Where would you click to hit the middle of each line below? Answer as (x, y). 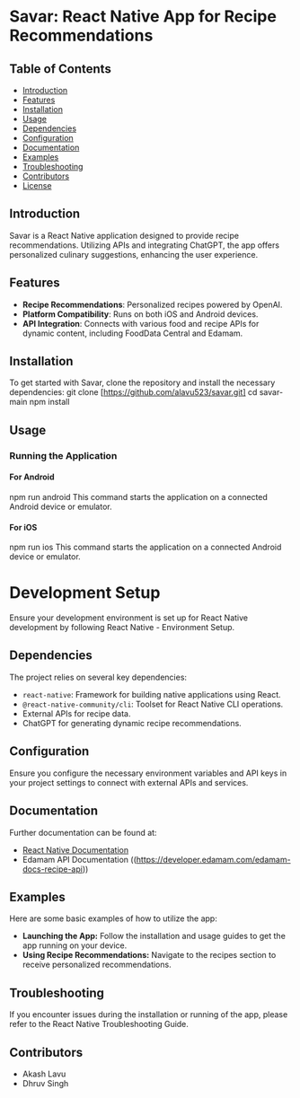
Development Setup (85, 593)
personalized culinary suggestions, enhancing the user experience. (134, 254)
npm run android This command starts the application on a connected (138, 496)
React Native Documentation (75, 849)
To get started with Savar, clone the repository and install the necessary (142, 382)
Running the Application (63, 455)
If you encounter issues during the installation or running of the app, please (149, 1015)
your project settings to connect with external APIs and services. (129, 782)
